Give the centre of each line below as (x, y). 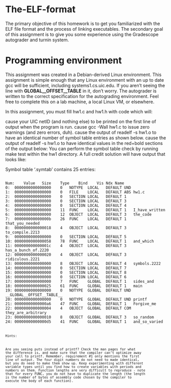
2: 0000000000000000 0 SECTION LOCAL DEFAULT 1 (66, 197)
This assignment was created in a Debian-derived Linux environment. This (83, 75)
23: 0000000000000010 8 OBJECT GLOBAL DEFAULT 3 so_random (80, 317)
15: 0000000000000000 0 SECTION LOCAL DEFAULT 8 (66, 272)
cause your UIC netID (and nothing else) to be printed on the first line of (81, 122)
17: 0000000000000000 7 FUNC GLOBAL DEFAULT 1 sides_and (80, 281)
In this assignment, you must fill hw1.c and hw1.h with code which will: (79, 111)
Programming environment (64, 60)
